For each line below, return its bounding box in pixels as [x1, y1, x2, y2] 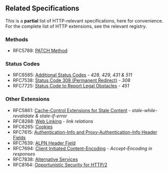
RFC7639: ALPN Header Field [12, 140, 76, 146]
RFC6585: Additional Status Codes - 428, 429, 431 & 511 [12, 72, 133, 78]
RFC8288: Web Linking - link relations [12, 118, 94, 124]
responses [12, 150, 35, 157]
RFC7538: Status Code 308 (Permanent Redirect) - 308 [12, 77, 130, 83]
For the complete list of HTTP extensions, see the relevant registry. [5, 23, 147, 29]
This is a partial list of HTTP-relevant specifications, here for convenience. [5, 17, 163, 24]
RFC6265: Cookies [12, 123, 53, 129]
